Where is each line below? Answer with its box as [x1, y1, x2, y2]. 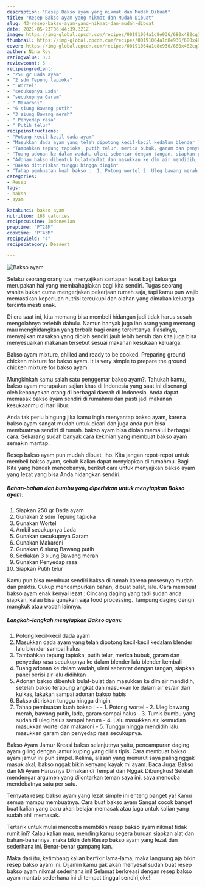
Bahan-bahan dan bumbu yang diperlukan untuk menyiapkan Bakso [7, 485, 185, 492]
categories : [7, 173, 37, 180]
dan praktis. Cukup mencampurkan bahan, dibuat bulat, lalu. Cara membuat [7, 583, 197, 590]
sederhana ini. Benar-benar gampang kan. [7, 842, 113, 850]
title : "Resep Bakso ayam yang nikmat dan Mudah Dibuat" [7, 15, 155, 21]
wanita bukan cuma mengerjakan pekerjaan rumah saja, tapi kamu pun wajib [7, 288, 199, 295]
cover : [7, 43, 24, 49]
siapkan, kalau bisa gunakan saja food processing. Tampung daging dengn [7, 596, 195, 603]
